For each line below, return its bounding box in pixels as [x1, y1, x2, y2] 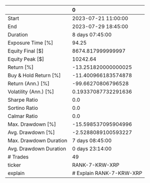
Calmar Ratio [7, 113, 38, 119]
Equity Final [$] [7, 48, 44, 54]
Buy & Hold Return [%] [7, 72, 61, 79]
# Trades [7, 153, 29, 160]
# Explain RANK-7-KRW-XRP [72, 170, 142, 176]
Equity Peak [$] [7, 56, 44, 62]
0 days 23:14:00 [72, 145, 112, 152]
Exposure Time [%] [7, 40, 53, 46]
